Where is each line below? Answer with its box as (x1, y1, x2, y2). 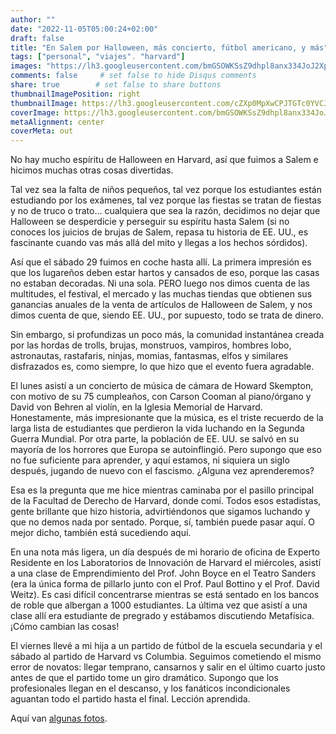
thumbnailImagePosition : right (10, 89, 141, 99)
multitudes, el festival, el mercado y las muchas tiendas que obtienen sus (10, 288, 313, 300)
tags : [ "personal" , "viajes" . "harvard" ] (10, 52, 186, 62)
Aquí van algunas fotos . (10, 712, 108, 725)
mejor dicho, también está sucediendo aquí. (10, 527, 192, 539)
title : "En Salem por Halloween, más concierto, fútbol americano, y (10, 42, 307, 53)
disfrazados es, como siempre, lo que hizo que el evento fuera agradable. (10, 361, 315, 373)
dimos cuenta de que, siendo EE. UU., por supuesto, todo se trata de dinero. (10, 309, 325, 321)
